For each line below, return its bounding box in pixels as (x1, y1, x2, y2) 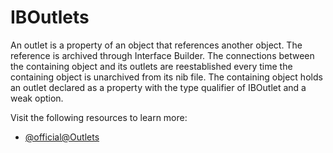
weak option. (10, 92, 64, 104)
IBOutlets (10, 6, 90, 29)
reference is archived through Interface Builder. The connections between (10, 49, 315, 61)
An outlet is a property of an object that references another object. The (10, 39, 303, 51)
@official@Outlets (24, 131, 100, 143)
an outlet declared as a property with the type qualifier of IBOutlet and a (10, 81, 307, 93)
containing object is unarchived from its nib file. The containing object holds (10, 71, 323, 83)
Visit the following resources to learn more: (10, 111, 188, 123)
